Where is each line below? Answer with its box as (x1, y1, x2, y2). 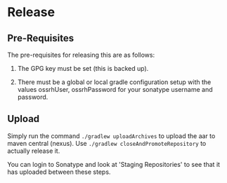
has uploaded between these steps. (7, 168, 111, 176)
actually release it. (7, 147, 60, 155)
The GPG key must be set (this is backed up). (17, 65, 149, 72)
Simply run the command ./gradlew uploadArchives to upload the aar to (7, 131, 216, 140)
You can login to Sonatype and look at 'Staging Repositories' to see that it (7, 160, 220, 168)
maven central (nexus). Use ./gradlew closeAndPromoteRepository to (7, 139, 207, 147)
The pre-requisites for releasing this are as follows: (7, 50, 155, 59)
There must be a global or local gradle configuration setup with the (17, 78, 212, 86)
